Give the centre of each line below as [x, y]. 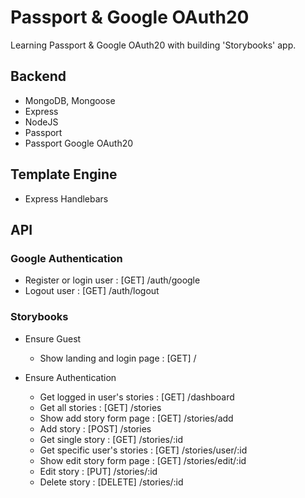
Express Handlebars [66, 198]
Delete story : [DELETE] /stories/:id [111, 482]
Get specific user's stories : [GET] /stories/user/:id [143, 450]
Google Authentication [66, 258]
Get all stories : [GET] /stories [100, 407]
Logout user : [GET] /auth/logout [92, 291]
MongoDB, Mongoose [70, 100]
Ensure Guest [53, 338]
